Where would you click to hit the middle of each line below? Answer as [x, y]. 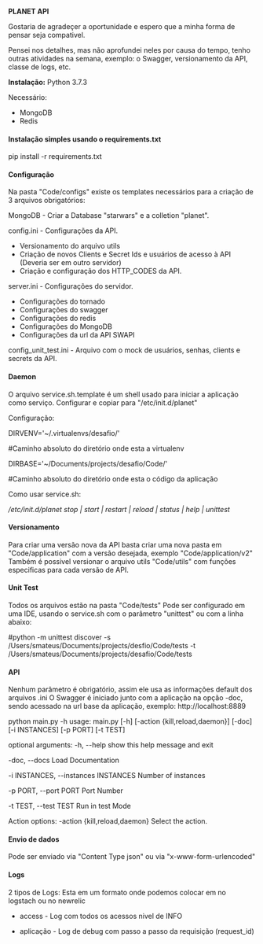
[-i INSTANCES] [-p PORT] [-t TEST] [67, 730]
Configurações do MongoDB [66, 326]
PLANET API [29, 11]
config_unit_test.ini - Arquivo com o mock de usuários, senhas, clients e [124, 350]
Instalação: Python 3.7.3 [48, 82]
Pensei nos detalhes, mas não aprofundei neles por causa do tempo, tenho [130, 50]
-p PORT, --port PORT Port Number [66, 791]
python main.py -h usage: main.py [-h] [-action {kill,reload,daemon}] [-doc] [130, 721]
